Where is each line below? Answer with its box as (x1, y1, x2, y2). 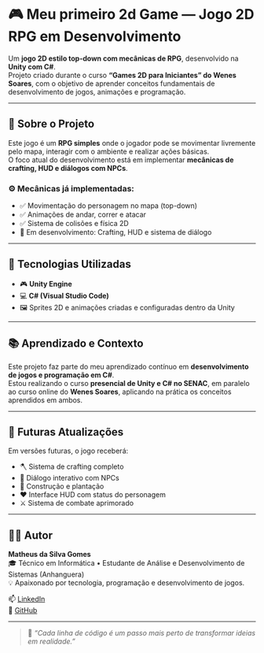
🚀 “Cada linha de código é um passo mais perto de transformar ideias (27, 629, 256, 638)
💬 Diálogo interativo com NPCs (19, 473, 119, 483)
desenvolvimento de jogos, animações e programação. (8, 87, 186, 96)
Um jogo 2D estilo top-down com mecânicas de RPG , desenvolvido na (8, 54, 239, 63)
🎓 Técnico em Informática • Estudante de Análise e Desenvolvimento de (8, 558, 245, 568)
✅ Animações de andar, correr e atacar (19, 210, 147, 220)
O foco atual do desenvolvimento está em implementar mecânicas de (8, 154, 234, 165)
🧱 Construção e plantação (19, 481, 104, 492)
